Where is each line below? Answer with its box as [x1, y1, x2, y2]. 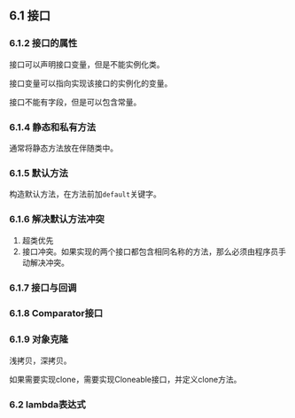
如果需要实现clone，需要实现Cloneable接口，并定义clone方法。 [9, 374, 242, 384]
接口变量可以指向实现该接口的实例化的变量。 [9, 78, 173, 89]
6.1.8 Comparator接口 [9, 307, 104, 320]
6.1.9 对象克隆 [9, 333, 69, 345]
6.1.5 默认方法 [9, 166, 69, 179]
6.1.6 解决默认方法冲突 [9, 213, 105, 226]
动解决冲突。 [21, 257, 69, 267]
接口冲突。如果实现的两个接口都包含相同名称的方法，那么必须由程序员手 [21, 246, 286, 257]
